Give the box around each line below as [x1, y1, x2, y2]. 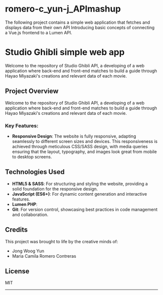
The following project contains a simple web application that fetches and [5, 19, 150, 25]
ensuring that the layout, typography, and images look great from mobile [12, 149, 157, 155]
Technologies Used [5, 168, 65, 176]
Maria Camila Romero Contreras [12, 253, 77, 259]
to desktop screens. [12, 154, 52, 159]
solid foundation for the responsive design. [12, 186, 98, 192]
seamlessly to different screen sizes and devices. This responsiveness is [12, 138, 158, 144]
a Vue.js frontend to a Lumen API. [5, 30, 72, 35]
